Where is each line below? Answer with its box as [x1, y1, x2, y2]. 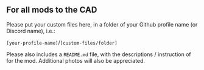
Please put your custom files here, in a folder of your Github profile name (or [6, 21, 198, 28]
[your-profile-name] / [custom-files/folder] [6, 39, 118, 46]
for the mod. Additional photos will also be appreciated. [6, 57, 145, 64]
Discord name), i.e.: [6, 27, 55, 34]
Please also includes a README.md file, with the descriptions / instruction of [6, 51, 191, 58]
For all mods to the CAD [6, 5, 97, 15]
